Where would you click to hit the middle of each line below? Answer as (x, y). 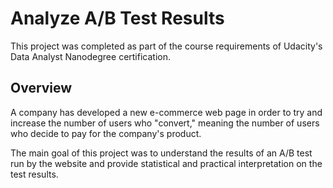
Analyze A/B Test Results (117, 18)
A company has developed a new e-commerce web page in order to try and (166, 112)
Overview (41, 88)
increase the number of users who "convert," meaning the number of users (165, 123)
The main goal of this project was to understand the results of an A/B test (161, 153)
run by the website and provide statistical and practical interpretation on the (166, 163)
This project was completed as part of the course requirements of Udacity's (166, 46)
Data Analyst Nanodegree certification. (90, 56)
